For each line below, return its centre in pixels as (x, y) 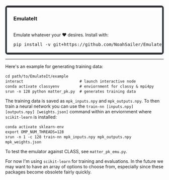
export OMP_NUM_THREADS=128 (35, 132)
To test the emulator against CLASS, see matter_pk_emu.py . (66, 151)
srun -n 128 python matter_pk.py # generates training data (71, 92)
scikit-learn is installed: (31, 117)
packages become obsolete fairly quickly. (49, 172)
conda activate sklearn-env (35, 127)
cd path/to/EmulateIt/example (37, 76)
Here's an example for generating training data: (54, 66)
